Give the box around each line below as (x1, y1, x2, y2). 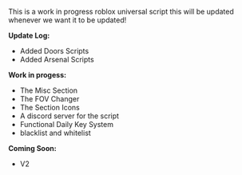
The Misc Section (19, 86, 78, 95)
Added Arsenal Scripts (19, 55, 94, 64)
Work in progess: (8, 70, 66, 79)
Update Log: (8, 31, 50, 40)
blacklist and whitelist (19, 128, 92, 137)
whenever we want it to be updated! (8, 15, 127, 25)
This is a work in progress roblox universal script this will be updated (8, 7, 234, 16)
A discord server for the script (19, 111, 120, 121)
